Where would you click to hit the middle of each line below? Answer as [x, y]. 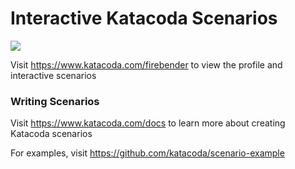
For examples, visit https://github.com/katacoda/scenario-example [147, 153]
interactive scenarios [53, 75]
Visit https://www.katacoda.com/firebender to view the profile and [146, 64]
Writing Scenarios [55, 101]
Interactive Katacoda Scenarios [144, 18]
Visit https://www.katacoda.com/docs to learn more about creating [148, 123]
